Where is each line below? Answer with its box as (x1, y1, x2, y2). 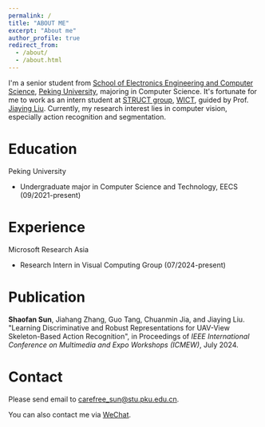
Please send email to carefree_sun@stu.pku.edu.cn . (8, 394, 180, 404)
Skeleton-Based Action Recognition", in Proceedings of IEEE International (8, 331, 250, 341)
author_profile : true (8, 34, 81, 42)
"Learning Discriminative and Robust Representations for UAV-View (8, 322, 230, 332)
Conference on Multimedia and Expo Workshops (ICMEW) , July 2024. (8, 340, 239, 350)
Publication (8, 288, 85, 306)
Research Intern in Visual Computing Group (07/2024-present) (19, 260, 226, 270)
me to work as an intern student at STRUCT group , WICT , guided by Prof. (8, 95, 249, 105)
